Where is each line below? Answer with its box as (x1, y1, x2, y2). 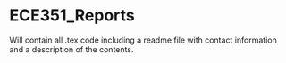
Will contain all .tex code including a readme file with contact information (9, 35, 277, 45)
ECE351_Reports (9, 5, 136, 26)
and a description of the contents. (9, 43, 134, 54)
